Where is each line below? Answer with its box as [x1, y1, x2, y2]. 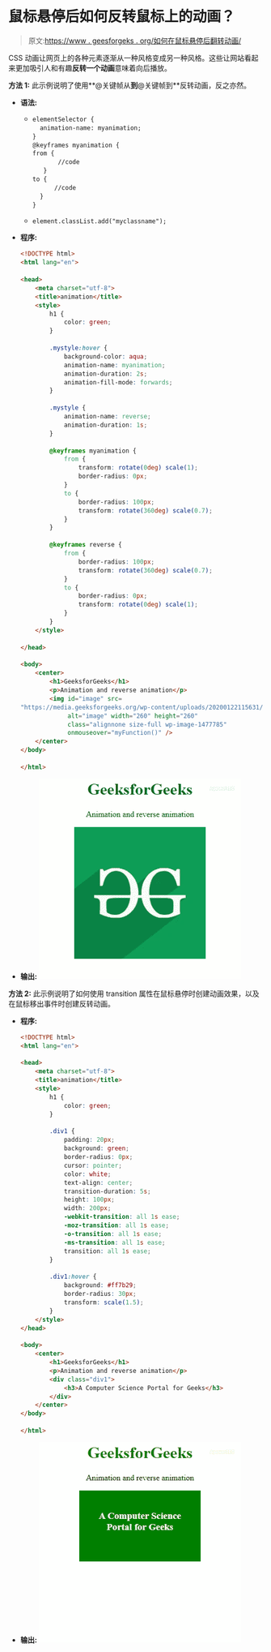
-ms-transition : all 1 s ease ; [63, 1238, 166, 1247]
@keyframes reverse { [49, 541, 123, 549]
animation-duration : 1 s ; [63, 421, 148, 429]
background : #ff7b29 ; [63, 1281, 137, 1289]
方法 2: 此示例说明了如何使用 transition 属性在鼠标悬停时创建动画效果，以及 [8, 989, 260, 998]
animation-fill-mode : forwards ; [63, 378, 173, 386]
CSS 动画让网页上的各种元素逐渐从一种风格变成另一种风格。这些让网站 [8, 53, 245, 62]
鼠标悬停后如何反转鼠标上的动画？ [8, 7, 236, 26]
